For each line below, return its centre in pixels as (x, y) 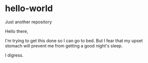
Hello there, (16, 31)
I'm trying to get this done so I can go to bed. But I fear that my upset (74, 40)
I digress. (14, 55)
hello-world (29, 8)
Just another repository (29, 22)
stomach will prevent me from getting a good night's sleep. (64, 46)
